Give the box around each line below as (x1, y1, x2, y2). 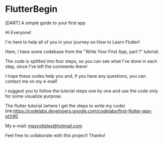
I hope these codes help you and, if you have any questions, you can (5, 73, 146, 79)
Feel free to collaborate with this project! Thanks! (5, 132, 106, 138)
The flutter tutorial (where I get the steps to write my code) (5, 102, 125, 108)
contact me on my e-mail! (5, 78, 58, 84)
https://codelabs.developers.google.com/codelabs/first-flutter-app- (13, 108, 153, 114)
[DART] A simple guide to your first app (5, 20, 86, 26)
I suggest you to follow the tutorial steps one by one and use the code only (5, 88, 158, 94)
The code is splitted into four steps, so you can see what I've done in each (5, 58, 158, 64)
